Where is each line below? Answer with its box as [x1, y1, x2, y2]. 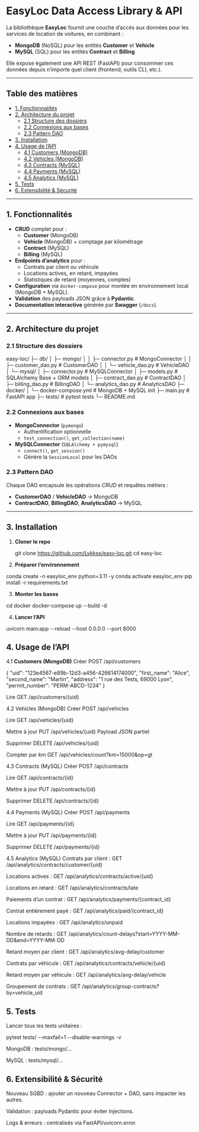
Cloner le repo [14, 538, 51, 545]
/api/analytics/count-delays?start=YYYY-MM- [68, 930, 180, 937]
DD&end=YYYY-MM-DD [6, 937, 65, 944]
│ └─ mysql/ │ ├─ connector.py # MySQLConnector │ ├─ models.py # [6, 368, 178, 375]
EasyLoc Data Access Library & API [6, 4, 182, 18]
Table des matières [6, 89, 78, 99]
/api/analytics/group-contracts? [82, 983, 160, 990]
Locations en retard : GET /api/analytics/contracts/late [6, 885, 139, 892]
